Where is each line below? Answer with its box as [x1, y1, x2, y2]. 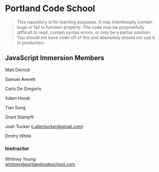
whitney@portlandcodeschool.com [5, 161, 75, 167]
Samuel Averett [5, 76, 35, 82]
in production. [17, 39, 45, 45]
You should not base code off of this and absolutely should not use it [17, 35, 155, 40]
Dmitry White [5, 133, 32, 139]
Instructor [5, 145, 29, 152]
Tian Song [5, 104, 26, 110]
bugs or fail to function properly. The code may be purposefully [17, 24, 144, 30]
